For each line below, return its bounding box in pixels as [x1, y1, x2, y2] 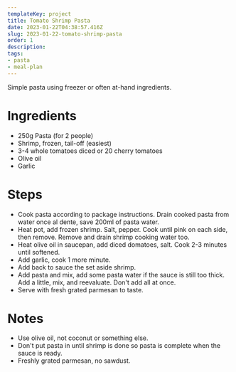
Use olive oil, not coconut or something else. [17, 334, 149, 342]
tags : [7, 51, 23, 58]
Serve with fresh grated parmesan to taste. [17, 285, 144, 294]
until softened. [17, 248, 60, 256]
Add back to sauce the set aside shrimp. [17, 262, 136, 271]
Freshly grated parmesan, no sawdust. [17, 356, 131, 365]
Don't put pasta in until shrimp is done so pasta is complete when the [17, 341, 221, 350]
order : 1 [7, 37, 33, 44]
